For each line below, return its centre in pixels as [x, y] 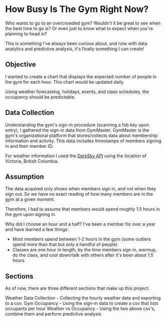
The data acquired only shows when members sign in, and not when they [81, 189]
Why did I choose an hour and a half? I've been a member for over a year [80, 224]
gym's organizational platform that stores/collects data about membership [81, 135]
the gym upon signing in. [31, 214]
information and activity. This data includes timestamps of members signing [83, 141]
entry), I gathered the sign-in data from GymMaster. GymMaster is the [77, 130]
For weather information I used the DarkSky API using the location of [76, 156]
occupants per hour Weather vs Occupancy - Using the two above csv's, [80, 308]
